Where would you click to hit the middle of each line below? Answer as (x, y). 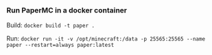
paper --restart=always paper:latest (60, 45)
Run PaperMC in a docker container (67, 10)
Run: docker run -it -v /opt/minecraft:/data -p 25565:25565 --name (106, 38)
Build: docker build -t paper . (51, 25)
